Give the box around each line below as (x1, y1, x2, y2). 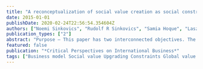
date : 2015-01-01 (6, 14, 50, 20)
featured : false (6, 43, 47, 49)
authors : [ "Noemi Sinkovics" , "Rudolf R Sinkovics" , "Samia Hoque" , (6, 25, 182, 32)
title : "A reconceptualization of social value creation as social (6, 8, 180, 15)
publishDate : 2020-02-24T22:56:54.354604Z (6, 20, 115, 26)
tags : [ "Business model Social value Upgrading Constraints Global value (6, 53, 196, 59)
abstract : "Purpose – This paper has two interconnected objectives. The (6, 37, 196, 43)
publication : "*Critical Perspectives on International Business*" (6, 48, 180, 54)
